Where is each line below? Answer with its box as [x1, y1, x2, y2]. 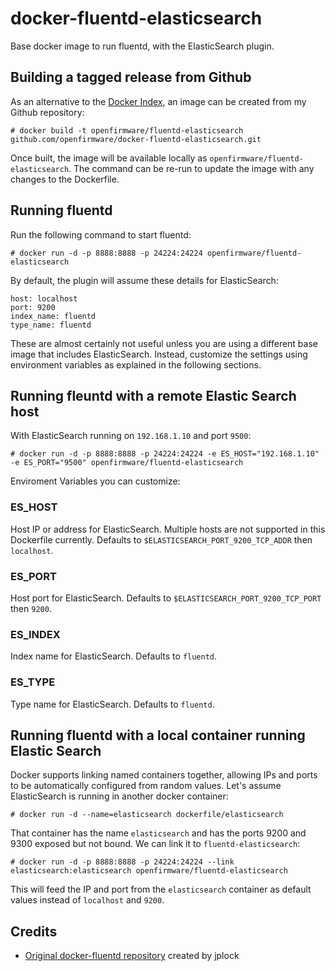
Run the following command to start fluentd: [10, 228, 192, 241]
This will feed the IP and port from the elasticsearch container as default [10, 883, 312, 896]
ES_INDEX [10, 627, 61, 641]
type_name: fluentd [10, 320, 92, 330]
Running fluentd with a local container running [10, 727, 306, 744]
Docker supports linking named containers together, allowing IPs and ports [10, 769, 318, 781]
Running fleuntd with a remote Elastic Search [10, 387, 297, 404]
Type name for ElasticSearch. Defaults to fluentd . [10, 698, 215, 710]
